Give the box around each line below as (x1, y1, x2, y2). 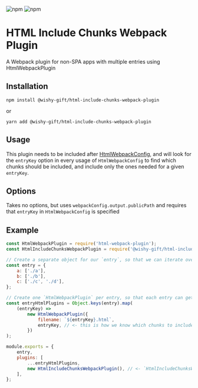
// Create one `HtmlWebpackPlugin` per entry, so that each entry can (6, 295, 183, 301)
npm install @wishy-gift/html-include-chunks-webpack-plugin (6, 97, 160, 103)
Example (6, 225, 39, 235)
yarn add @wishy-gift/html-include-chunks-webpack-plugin (6, 118, 151, 125)
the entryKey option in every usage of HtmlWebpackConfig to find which (6, 157, 177, 164)
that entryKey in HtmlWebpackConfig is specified (6, 208, 120, 215)
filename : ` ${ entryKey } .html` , (37, 317, 115, 323)
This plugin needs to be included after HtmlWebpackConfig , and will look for (6, 150, 192, 157)
